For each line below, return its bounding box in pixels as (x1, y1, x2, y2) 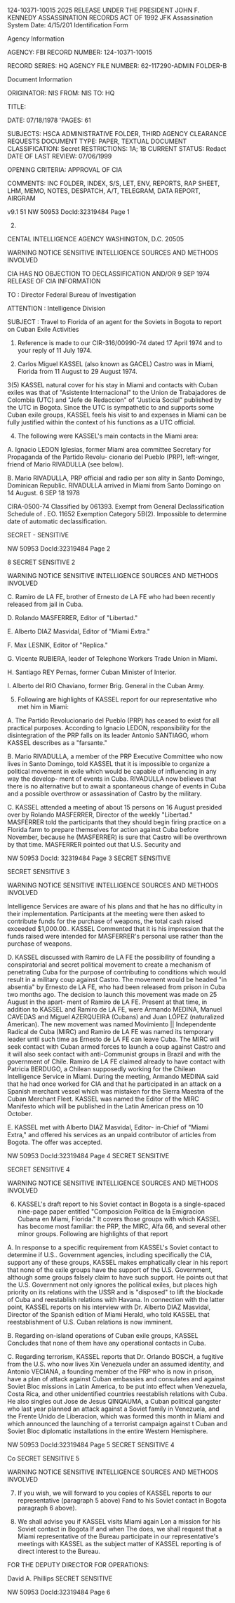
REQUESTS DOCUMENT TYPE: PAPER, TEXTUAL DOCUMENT (7, 137, 187, 145)
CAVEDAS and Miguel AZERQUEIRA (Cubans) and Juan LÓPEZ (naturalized (7, 1013, 224, 1021)
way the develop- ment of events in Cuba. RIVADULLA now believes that (7, 774, 217, 783)
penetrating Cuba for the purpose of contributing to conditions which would (7, 968, 227, 976)
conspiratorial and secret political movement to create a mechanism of (7, 960, 211, 969)
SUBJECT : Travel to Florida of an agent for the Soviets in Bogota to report (7, 318, 222, 326)
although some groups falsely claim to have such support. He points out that (7, 1273, 228, 1281)
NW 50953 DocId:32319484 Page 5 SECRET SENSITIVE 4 (7, 1441, 175, 1449)
